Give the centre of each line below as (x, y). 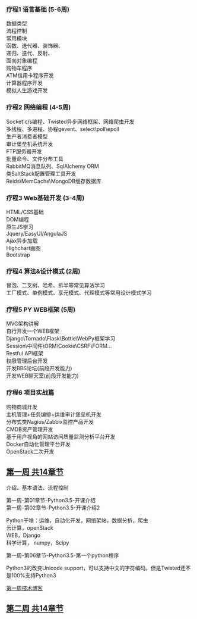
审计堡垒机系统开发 (30, 143)
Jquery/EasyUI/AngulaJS (37, 233)
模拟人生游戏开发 (27, 90)
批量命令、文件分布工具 (35, 158)
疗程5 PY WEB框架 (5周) (41, 309)
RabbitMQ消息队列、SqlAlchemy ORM (53, 166)
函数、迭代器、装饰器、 (35, 46)
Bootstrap (18, 255)
